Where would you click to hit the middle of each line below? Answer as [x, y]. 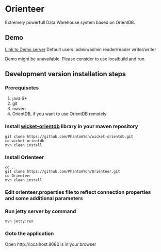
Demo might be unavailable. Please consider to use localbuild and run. [75, 59]
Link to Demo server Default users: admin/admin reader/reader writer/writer [81, 49]
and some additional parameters [44, 198]
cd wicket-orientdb [25, 141]
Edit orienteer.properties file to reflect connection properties [78, 192]
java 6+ [20, 99]
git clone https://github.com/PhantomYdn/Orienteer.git [63, 172]
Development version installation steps [65, 74]
